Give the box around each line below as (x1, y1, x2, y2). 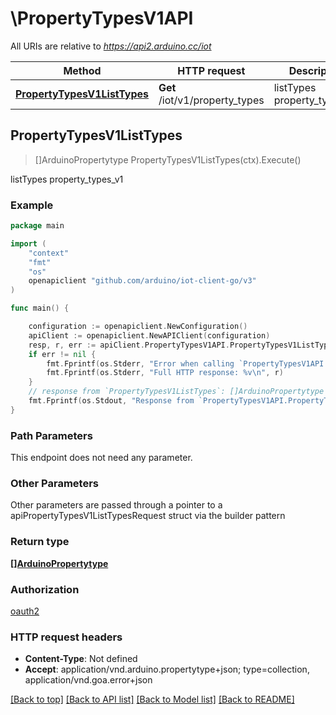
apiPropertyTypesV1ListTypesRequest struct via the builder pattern (10, 510, 286, 522)
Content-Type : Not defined (24, 653, 138, 665)
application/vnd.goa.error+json (24, 674, 153, 686)
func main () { (10, 303, 70, 314)
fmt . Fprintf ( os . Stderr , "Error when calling (46, 358, 235, 369)
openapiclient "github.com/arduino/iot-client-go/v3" (28, 276, 257, 286)
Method (63, 63, 102, 77)
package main (10, 221, 65, 231)
